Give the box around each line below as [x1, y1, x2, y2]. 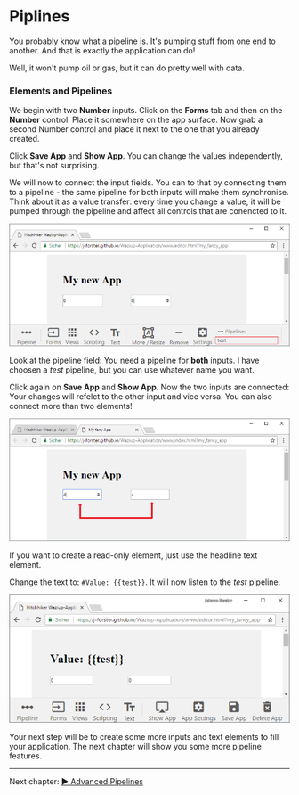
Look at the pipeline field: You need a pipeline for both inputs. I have [9, 355, 260, 365]
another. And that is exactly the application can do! [9, 45, 196, 55]
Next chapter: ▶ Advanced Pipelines [9, 776, 144, 787]
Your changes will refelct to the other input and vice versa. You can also [9, 390, 273, 402]
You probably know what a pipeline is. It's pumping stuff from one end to [9, 36, 276, 46]
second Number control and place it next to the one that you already [9, 124, 260, 135]
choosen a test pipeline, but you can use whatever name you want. [9, 364, 255, 375]
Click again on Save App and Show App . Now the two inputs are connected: [9, 381, 290, 392]
